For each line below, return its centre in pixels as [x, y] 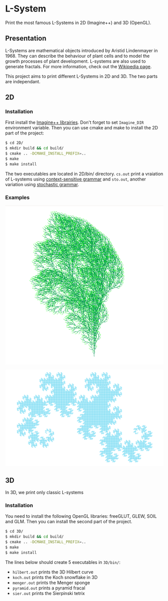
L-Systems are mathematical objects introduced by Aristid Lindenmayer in [81, 50]
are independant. [23, 81]
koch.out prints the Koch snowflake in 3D [55, 577]
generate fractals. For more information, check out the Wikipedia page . [78, 66]
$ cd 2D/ [14, 143]
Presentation [26, 38]
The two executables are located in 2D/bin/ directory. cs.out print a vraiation [84, 174]
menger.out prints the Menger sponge [51, 582]
